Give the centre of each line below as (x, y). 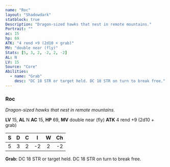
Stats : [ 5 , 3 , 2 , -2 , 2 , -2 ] (36, 52)
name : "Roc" (18, 10)
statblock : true (22, 19)
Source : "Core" (21, 67)
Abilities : (17, 72)
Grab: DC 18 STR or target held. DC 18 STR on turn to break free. (73, 159)
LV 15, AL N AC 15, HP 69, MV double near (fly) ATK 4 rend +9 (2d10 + (80, 120)
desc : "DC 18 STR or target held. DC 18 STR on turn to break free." (90, 81)
